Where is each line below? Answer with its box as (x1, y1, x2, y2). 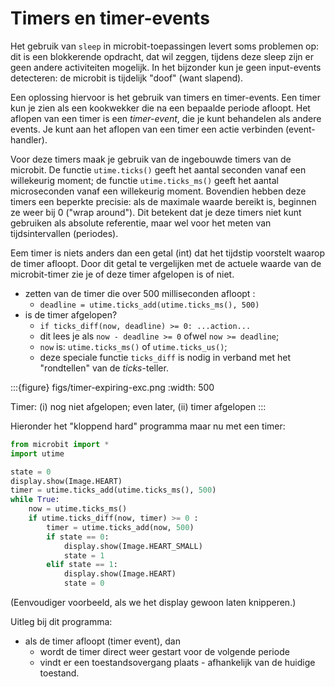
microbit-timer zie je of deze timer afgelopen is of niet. (10, 268, 235, 280)
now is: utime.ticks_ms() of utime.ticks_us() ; (39, 340, 228, 352)
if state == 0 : (46, 532, 110, 542)
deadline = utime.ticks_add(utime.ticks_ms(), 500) (39, 300, 260, 310)
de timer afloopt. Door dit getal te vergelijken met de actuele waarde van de (10, 257, 322, 269)
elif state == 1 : (46, 560, 118, 570)
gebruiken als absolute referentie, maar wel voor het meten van (10, 217, 272, 229)
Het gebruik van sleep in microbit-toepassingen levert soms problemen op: (10, 40, 320, 52)
